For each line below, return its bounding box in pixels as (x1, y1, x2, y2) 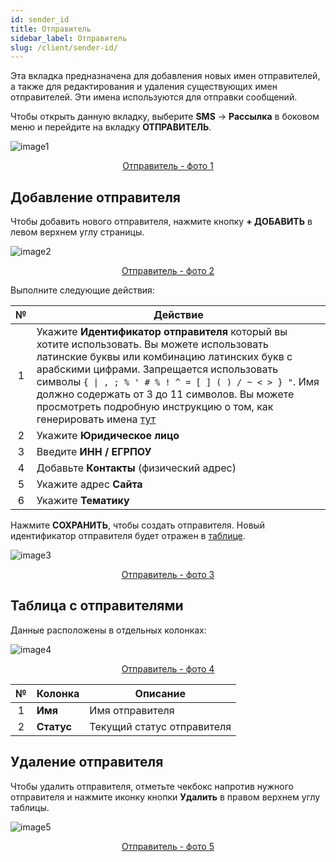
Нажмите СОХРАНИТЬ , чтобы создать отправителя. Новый (10, 519, 266, 531)
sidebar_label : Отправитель (10, 33, 128, 43)
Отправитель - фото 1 (122, 160, 214, 172)
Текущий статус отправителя (89, 719, 232, 733)
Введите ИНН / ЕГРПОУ (36, 445, 152, 459)
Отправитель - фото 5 (121, 840, 215, 852)
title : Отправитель (10, 24, 92, 34)
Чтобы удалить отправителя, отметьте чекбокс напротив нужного (10, 780, 294, 792)
